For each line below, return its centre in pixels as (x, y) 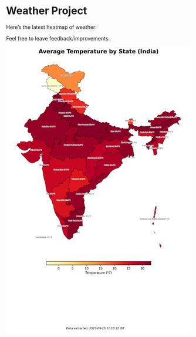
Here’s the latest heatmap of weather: (51, 27)
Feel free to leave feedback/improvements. (58, 38)
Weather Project (47, 11)
